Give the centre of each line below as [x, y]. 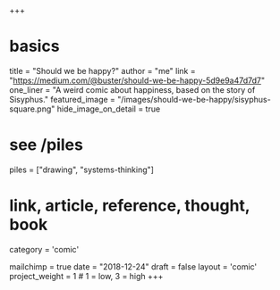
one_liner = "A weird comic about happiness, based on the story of [132, 89]
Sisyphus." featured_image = [63, 99]
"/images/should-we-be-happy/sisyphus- [194, 99]
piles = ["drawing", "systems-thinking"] [82, 170]
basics [34, 46]
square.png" [32, 109]
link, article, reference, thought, [130, 206]
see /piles [46, 145]
